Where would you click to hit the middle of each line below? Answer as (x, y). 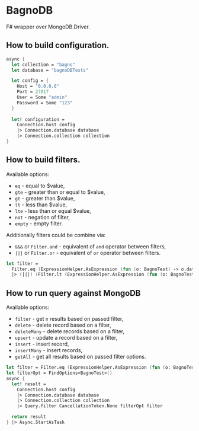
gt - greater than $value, (45, 198)
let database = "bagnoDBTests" (50, 70)
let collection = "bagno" (44, 65)
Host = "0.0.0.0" (38, 87)
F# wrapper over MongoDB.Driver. (48, 27)
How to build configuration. (58, 45)
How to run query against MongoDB (73, 293)
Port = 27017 (33, 92)
